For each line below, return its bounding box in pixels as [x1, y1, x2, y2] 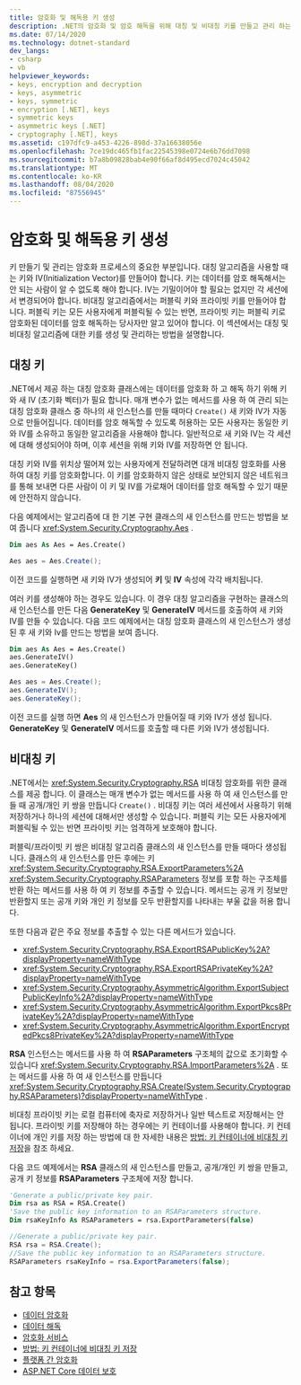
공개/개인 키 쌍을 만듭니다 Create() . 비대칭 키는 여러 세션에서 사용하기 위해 [28, 799, 292, 810]
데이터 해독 [21, 1321, 62, 1332]
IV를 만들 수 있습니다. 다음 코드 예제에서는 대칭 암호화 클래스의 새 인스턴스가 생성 [9, 615, 291, 626]
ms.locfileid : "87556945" [9, 189, 106, 198]
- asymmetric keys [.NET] [9, 122, 106, 131]
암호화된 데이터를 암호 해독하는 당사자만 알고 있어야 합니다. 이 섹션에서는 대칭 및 [9, 317, 289, 328]
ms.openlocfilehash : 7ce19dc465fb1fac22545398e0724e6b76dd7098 [9, 146, 251, 155]
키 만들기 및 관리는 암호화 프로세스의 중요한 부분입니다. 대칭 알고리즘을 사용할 [9, 261, 279, 272]
